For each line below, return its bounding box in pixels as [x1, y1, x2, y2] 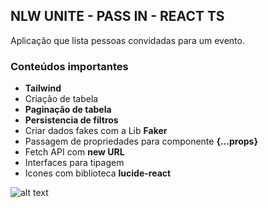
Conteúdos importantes [10, 59, 129, 73]
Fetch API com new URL [24, 146, 125, 158]
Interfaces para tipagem [24, 157, 125, 169]
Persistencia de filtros [24, 114, 119, 126]
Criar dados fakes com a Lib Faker [24, 125, 168, 137]
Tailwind [24, 82, 62, 94]
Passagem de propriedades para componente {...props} [24, 135, 258, 148]
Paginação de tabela [24, 104, 112, 116]
